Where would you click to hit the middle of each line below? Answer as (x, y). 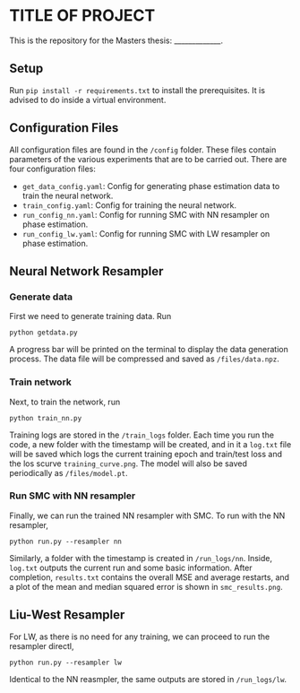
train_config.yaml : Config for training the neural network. (129, 205)
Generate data (41, 297)
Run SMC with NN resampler (73, 496)
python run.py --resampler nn (66, 541)
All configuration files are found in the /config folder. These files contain (143, 150)
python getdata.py (43, 333)
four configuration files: (53, 169)
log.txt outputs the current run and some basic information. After (131, 567)
